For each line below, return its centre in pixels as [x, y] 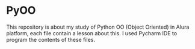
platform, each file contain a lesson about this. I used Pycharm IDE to [92, 33]
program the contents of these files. [51, 39]
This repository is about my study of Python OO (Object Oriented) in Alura [98, 27]
